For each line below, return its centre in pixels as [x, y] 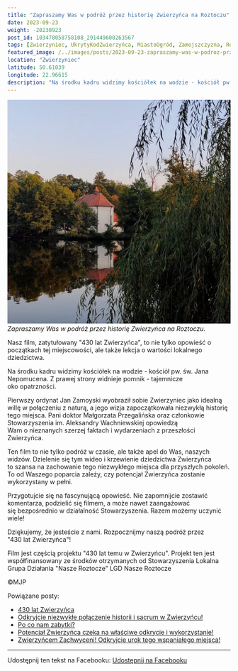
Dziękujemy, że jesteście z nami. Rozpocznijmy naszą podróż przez [106, 532]
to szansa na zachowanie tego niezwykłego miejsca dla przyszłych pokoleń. [119, 467]
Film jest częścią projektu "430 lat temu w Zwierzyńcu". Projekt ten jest [111, 553]
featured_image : [31, 53]
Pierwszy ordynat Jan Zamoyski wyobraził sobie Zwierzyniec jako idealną [115, 400]
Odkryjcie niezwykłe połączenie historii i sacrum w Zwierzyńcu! [110, 617]
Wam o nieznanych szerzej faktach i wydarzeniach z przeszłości [101, 430]
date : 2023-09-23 [33, 22]
